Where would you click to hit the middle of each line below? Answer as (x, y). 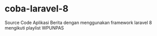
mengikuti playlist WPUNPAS (34, 27)
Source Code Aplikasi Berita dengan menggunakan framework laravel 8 (78, 22)
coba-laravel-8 (36, 9)
